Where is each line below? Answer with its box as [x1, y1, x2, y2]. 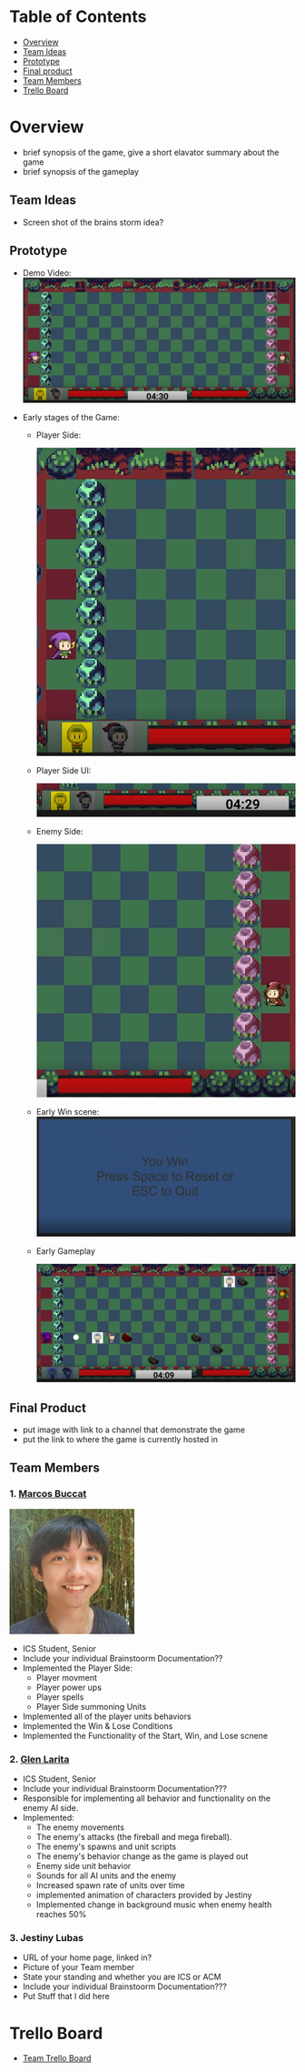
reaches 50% [35, 1909, 87, 1920]
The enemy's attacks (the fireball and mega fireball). [35, 1832, 232, 1843]
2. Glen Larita [9, 1753, 70, 1765]
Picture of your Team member [22, 1962, 135, 1973]
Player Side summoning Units [35, 1701, 147, 1712]
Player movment [35, 1672, 98, 1683]
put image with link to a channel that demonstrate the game [22, 1424, 245, 1435]
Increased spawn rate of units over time [35, 1880, 185, 1891]
